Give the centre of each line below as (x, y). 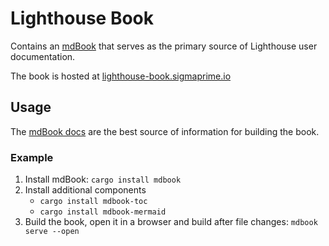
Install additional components (85, 190)
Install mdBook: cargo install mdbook (103, 179)
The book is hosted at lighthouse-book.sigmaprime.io (121, 76)
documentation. (43, 56)
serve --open (52, 232)
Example (32, 157)
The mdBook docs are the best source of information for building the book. (165, 131)
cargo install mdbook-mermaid (103, 212)
